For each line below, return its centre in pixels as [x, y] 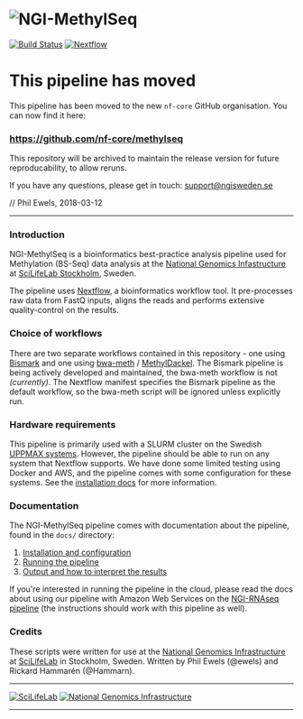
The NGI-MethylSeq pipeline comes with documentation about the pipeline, [150, 525]
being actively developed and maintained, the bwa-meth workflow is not [143, 372]
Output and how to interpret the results [95, 572]
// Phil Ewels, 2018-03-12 [56, 203]
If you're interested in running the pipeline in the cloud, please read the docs [151, 589]
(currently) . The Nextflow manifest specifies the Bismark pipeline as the [142, 382]
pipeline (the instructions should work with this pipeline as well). [129, 608]
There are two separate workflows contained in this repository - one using [147, 353]
